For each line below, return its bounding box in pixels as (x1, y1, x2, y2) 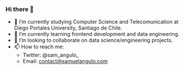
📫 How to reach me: (13, 43, 64, 50)
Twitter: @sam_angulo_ (22, 51, 79, 58)
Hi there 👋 (5, 5, 35, 13)
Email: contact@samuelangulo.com (22, 58, 108, 65)
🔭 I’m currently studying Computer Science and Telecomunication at (13, 19, 179, 25)
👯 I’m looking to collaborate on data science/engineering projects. (13, 37, 173, 44)
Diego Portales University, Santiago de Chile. (13, 24, 122, 31)
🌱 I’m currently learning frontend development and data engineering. (13, 31, 180, 38)
